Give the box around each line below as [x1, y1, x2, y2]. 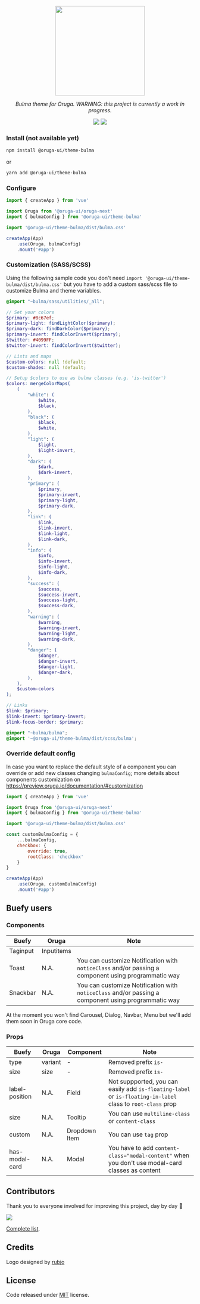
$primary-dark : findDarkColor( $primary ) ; [6, 326, 111, 332]
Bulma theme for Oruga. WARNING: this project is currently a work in [15, 100, 185, 107]
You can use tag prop [108, 1130, 168, 1139]
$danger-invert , [37, 659, 79, 665]
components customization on [6, 776, 81, 783]
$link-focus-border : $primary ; [6, 719, 84, 725]
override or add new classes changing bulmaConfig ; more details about [6, 769, 180, 776]
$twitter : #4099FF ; [6, 337, 55, 343]
